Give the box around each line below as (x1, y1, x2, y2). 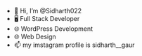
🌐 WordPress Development (13, 24, 93, 33)
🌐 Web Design (13, 32, 56, 41)
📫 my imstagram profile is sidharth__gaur (13, 41, 135, 49)
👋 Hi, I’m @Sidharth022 (13, 7, 82, 15)
